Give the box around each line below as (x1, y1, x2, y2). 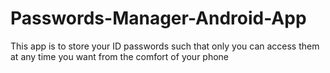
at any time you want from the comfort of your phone (10, 50, 230, 62)
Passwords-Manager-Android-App (10, 7, 307, 30)
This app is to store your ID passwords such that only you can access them (10, 40, 320, 52)
